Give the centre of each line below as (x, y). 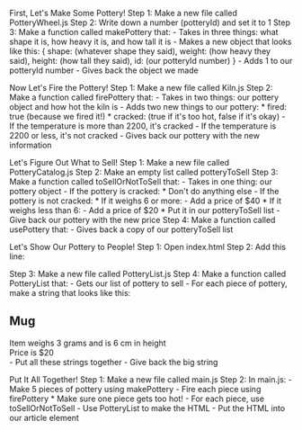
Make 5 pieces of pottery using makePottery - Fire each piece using (135, 389)
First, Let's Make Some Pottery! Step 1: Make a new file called (124, 13)
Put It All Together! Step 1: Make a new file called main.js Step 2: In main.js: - (151, 379)
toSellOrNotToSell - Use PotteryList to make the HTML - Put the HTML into (147, 408)
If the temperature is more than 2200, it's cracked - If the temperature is (143, 126)
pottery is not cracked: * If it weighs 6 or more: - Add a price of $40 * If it (145, 201)
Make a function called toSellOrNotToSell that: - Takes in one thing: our (141, 182)
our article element (44, 417)
